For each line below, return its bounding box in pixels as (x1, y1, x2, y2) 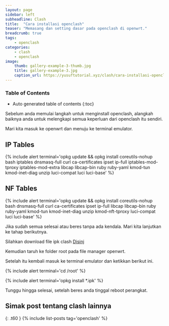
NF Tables (5, 184, 38, 193)
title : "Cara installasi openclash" (5, 21, 84, 27)
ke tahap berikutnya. (5, 228, 48, 234)
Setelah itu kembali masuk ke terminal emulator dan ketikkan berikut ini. (5, 258, 154, 264)
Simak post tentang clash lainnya (5, 302, 112, 310)
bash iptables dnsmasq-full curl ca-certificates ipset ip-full (5, 159, 127, 165)
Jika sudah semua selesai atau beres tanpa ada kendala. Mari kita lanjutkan (5, 223, 161, 229)
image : (5, 59, 19, 64)
